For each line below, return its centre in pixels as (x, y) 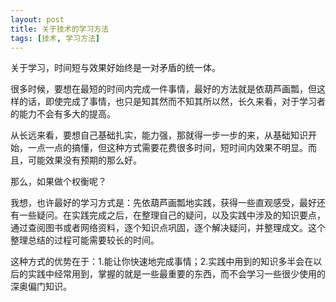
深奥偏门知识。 (41, 287)
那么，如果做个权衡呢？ (58, 182)
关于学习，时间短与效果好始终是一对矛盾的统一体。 (115, 68)
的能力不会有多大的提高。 (63, 114)
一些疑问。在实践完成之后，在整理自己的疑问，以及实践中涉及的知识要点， (172, 215)
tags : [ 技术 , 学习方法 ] (55, 38)
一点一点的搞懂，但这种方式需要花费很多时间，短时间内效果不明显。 (167, 148)
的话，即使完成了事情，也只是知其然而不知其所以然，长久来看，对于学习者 (172, 102)
